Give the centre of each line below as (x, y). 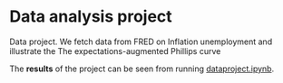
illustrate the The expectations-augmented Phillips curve (115, 51)
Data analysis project (91, 17)
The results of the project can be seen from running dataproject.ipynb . (142, 69)
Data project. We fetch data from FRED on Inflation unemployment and (141, 41)
